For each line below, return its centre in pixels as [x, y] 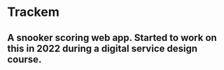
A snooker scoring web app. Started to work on [112, 38]
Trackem [33, 12]
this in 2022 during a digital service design [103, 48]
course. [24, 59]
